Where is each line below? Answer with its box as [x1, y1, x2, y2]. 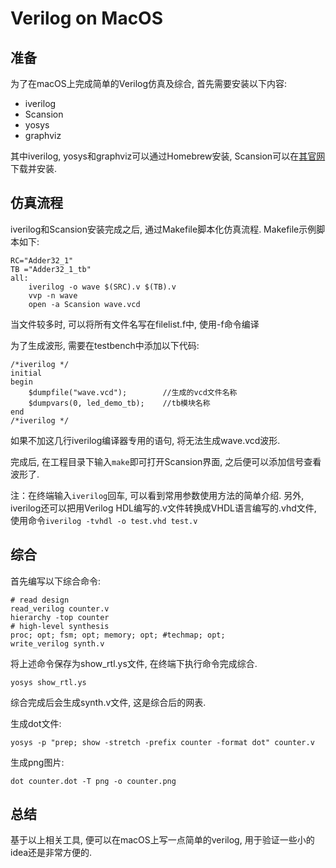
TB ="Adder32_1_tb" [10, 264, 92, 274]
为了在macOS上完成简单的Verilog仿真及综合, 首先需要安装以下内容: [10, 78, 288, 89]
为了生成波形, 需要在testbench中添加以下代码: [10, 339, 200, 351]
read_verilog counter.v [10, 603, 110, 614]
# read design [10, 595, 70, 605]
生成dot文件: [10, 717, 62, 729]
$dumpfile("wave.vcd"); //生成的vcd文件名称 [28, 387, 238, 397]
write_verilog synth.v [10, 638, 105, 649]
